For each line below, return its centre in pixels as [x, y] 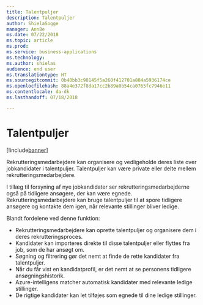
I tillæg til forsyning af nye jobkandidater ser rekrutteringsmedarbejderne [98, 187]
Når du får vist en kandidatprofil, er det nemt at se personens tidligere [103, 269]
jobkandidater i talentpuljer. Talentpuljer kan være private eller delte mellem [101, 168]
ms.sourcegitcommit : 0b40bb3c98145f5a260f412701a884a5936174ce [89, 80]
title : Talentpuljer [33, 12]
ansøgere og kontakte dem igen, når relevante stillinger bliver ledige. [93, 206]
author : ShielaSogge [33, 23]
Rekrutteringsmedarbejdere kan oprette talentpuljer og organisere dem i [106, 230]
